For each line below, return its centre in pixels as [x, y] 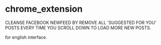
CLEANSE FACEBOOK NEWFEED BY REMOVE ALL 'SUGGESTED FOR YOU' [81, 22]
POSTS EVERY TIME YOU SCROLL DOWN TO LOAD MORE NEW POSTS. [78, 27]
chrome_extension [44, 9]
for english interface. [26, 37]
